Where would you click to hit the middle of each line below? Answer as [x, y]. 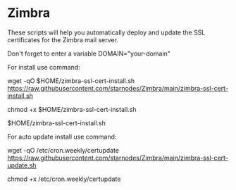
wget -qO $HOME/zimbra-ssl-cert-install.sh [71, 81]
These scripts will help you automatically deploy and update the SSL [106, 32]
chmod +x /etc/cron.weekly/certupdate [64, 179]
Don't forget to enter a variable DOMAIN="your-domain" [89, 53]
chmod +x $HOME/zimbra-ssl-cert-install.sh [72, 109]
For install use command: [44, 67]
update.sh [22, 165]
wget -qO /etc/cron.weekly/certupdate [63, 150]
